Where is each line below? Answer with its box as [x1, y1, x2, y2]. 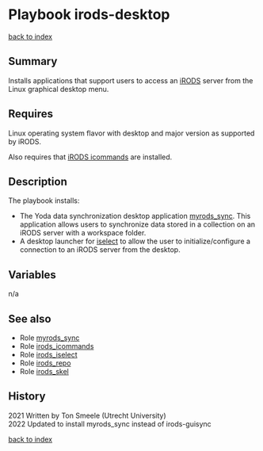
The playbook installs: [8, 196, 80, 205]
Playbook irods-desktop [8, 6, 170, 24]
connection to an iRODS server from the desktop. [19, 245, 181, 254]
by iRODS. [8, 136, 42, 146]
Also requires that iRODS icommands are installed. [8, 152, 173, 162]
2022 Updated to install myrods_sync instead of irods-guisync [8, 419, 212, 429]
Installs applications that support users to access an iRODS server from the [8, 75, 253, 85]
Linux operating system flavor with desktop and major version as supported [8, 128, 255, 138]
